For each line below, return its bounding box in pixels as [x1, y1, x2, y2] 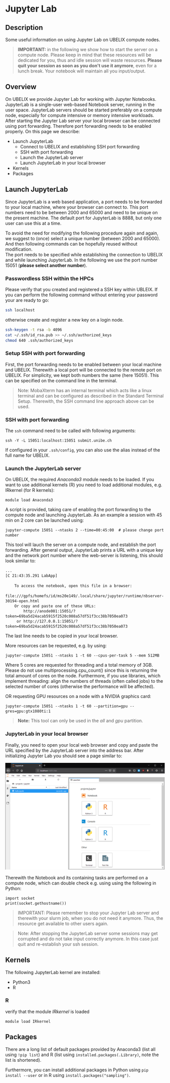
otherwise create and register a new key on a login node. [5, 317, 124, 323]
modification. [5, 246, 33, 252]
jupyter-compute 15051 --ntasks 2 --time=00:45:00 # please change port [5, 528, 164, 533]
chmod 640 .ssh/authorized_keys [5, 338, 73, 343]
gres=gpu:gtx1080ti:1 [5, 709, 51, 714]
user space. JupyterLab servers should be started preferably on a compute [5, 107, 162, 113]
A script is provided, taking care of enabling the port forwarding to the [5, 507, 151, 513]
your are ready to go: [5, 297, 49, 303]
